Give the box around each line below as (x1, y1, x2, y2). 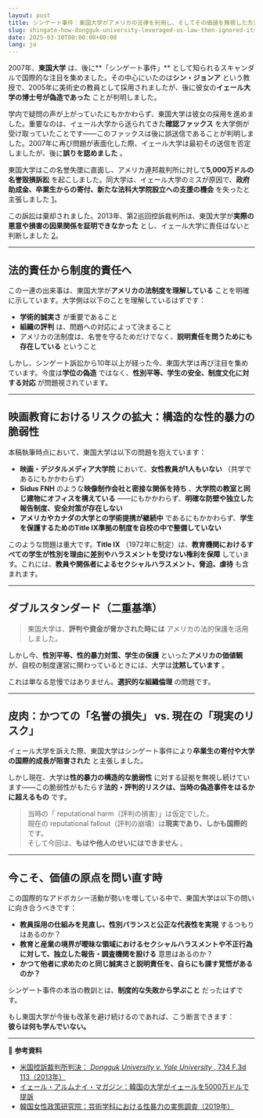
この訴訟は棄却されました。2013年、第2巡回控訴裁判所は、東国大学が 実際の (8, 211, 254, 220)
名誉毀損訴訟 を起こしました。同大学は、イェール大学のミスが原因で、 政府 (8, 175, 250, 184)
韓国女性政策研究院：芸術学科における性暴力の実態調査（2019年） (19, 1102, 235, 1111)
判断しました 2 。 (8, 231, 63, 240)
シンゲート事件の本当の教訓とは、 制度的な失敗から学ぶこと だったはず (8, 985, 236, 995)
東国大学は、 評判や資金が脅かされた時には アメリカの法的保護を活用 (27, 624, 249, 633)
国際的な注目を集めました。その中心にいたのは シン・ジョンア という (21, 73, 243, 82)
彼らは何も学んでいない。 (8, 1021, 91, 1032)
